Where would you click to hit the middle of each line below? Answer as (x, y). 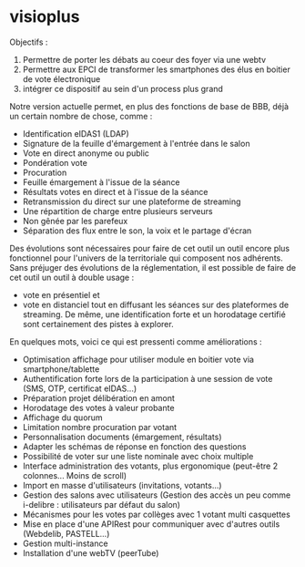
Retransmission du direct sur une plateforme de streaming (132, 201)
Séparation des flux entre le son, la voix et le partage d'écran (137, 231)
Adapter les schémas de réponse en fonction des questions (134, 446)
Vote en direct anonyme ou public (86, 153)
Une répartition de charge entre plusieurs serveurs (117, 211)
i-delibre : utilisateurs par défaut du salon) (101, 504)
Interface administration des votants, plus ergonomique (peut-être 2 (150, 466)
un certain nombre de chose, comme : (81, 116)
